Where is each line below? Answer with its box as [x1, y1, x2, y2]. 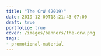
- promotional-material [6, 41, 64, 47]
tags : [6, 36, 19, 41]
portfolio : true [6, 24, 46, 31]
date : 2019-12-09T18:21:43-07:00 [6, 14, 88, 20]
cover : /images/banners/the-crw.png [6, 30, 95, 36]
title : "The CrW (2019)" [6, 8, 67, 15]
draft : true [6, 19, 35, 25]
